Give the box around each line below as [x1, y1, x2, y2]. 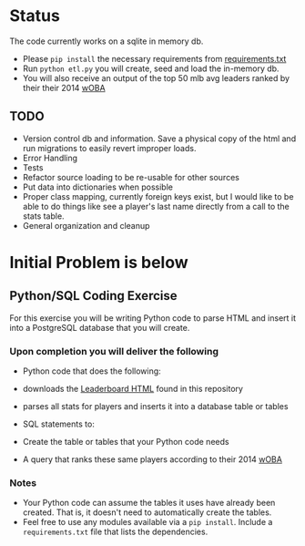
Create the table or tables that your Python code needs [22, 437, 229, 448]
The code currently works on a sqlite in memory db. [9, 36, 204, 46]
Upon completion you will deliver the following [9, 345, 219, 357]
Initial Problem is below [9, 252, 188, 273]
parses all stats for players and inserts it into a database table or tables [22, 401, 289, 412]
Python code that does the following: [22, 366, 161, 376]
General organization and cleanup [22, 220, 150, 231]
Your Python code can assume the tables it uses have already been [22, 498, 276, 509]
